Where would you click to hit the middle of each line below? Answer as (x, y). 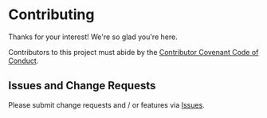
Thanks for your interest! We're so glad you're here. (93, 37)
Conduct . (24, 61)
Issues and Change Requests (82, 86)
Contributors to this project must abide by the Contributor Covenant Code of (133, 52)
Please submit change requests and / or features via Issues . (106, 104)
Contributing (51, 15)
